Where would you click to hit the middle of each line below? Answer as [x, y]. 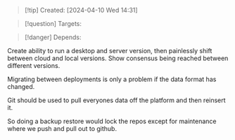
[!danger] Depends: [53, 37]
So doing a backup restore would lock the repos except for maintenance [112, 121]
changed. [21, 86]
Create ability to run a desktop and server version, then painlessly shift [110, 51]
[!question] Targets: [53, 23]
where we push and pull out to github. [62, 128]
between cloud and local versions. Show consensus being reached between [118, 58]
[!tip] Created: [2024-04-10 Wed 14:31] [81, 10]
